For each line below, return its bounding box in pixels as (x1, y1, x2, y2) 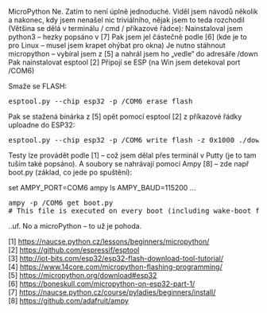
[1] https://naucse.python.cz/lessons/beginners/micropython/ (8, 237, 210, 246)
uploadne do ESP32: (8, 120, 75, 130)
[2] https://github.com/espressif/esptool (8, 245, 140, 254)
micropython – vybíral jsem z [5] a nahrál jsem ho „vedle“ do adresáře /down (8, 49, 258, 58)
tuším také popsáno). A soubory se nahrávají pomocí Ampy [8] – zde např (8, 159, 250, 168)
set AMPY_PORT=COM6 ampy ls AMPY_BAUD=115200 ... (8, 183, 196, 192)
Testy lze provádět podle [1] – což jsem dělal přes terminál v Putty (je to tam (8, 151, 257, 160)
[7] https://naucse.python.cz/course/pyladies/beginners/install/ (8, 288, 216, 297)
